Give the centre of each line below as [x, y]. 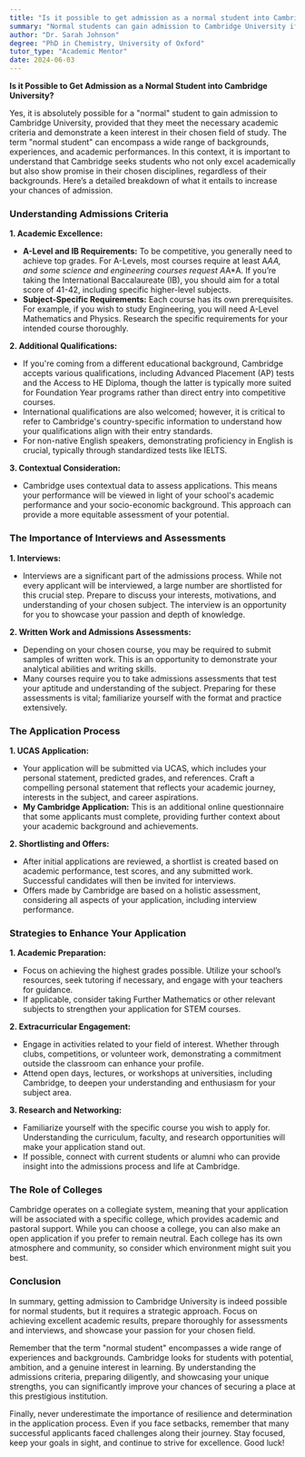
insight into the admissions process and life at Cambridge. [131, 1166]
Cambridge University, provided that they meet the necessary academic [144, 123]
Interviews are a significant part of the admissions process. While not [152, 575]
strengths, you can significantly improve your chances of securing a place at [152, 1386]
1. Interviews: [35, 558]
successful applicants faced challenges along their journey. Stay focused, [148, 1432]
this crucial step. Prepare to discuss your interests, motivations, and [149, 595]
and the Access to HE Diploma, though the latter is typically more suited [157, 383]
